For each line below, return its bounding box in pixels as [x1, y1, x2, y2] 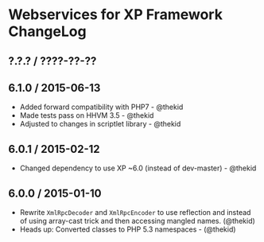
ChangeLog [8, 22, 87, 41]
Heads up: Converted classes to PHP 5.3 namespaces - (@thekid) [19, 224, 236, 234]
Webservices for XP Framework [8, 6, 223, 24]
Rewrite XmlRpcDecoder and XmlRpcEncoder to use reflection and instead [19, 208, 251, 217]
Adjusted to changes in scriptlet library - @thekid [19, 119, 181, 129]
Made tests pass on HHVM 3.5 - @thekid [19, 111, 154, 120]
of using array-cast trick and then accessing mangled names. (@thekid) [19, 217, 256, 226]
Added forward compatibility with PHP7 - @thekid [19, 102, 184, 112]
